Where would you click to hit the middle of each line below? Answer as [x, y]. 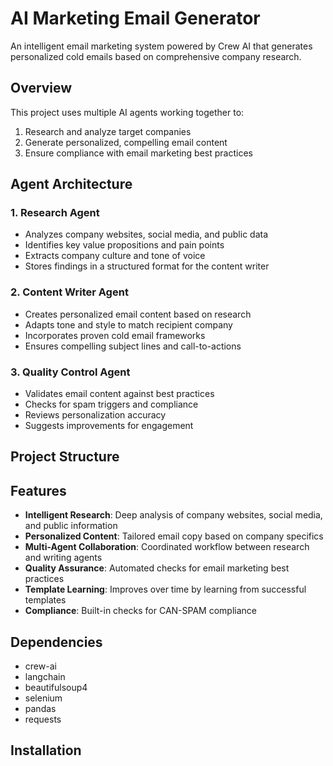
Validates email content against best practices [119, 394]
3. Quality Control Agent [70, 372]
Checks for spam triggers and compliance [111, 404]
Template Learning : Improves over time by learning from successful [165, 589]
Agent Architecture [71, 184]
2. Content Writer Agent [69, 292]
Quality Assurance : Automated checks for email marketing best [157, 568]
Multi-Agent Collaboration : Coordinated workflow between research [167, 547]
